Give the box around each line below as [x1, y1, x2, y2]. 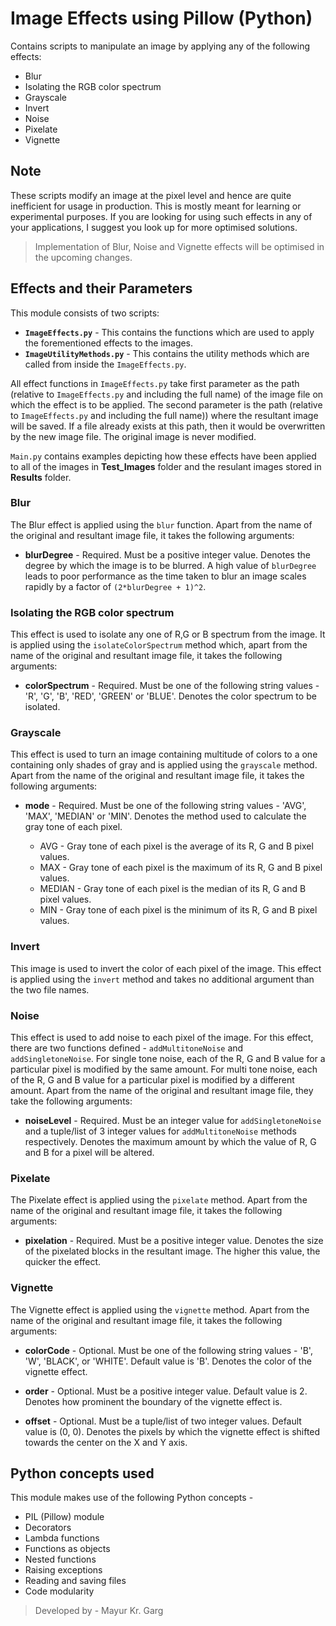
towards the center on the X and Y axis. [24, 1436, 188, 1448]
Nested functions [24, 1553, 97, 1566]
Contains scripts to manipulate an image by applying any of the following [10, 40, 311, 52]
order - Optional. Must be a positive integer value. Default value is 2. [24, 1385, 308, 1397]
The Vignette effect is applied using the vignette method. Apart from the [10, 1303, 310, 1316]
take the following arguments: [10, 1095, 133, 1107]
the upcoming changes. [34, 251, 133, 263]
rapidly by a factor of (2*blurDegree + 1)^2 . [24, 580, 207, 592]
